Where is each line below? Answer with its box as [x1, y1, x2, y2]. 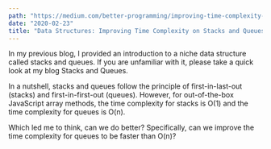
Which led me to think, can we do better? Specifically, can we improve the [8, 122, 255, 133]
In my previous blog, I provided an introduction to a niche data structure [8, 49, 247, 59]
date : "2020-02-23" [8, 19, 74, 27]
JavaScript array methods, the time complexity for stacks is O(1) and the [8, 98, 248, 109]
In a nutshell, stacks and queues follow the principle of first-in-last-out [8, 81, 243, 91]
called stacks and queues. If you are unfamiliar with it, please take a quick [8, 57, 254, 67]
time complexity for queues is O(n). [8, 107, 126, 117]
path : [8, 11, 27, 20]
